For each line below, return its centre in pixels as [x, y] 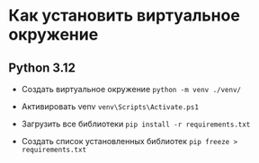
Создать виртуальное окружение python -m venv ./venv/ [131, 89]
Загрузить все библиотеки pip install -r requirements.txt [136, 124]
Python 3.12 [42, 68]
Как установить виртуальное [124, 16]
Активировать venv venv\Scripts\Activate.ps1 [110, 107]
